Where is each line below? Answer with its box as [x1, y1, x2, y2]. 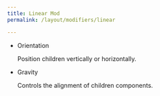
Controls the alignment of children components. [17, 81, 153, 89]
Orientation [17, 41, 50, 49]
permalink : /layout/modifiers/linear [7, 16, 116, 23]
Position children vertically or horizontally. [17, 54, 137, 62]
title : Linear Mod [7, 10, 60, 17]
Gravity [17, 68, 39, 76]
